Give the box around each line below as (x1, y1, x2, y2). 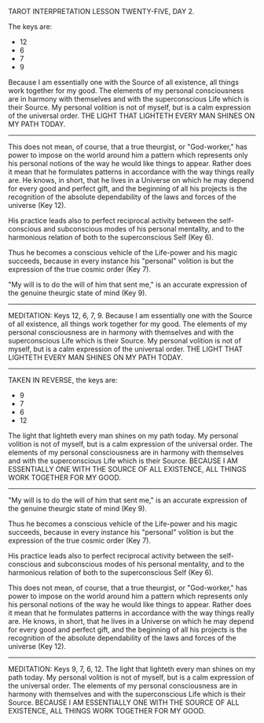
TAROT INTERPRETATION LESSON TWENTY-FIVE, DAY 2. (8, 7, 195, 16)
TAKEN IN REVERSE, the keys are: (8, 376, 118, 384)
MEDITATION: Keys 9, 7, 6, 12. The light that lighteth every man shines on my (8, 665, 255, 673)
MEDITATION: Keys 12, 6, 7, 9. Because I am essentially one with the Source (8, 311, 253, 320)
